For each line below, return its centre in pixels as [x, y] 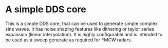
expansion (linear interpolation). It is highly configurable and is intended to [84, 34]
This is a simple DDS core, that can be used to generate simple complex [81, 23]
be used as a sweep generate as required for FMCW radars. [69, 40]
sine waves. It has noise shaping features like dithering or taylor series [80, 29]
